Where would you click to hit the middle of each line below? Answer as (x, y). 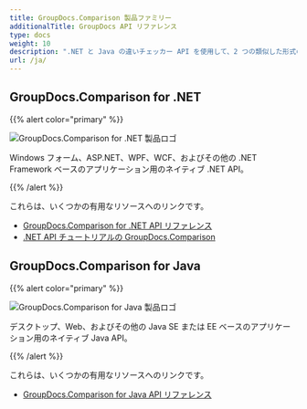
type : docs (30, 35)
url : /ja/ (28, 60)
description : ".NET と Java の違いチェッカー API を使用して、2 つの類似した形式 (153, 52)
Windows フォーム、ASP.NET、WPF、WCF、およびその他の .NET (133, 157)
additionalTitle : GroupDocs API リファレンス (94, 26)
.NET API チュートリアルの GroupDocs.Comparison (119, 236)
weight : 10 (30, 43)
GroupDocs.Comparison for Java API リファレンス (117, 394)
